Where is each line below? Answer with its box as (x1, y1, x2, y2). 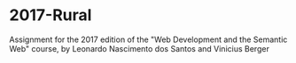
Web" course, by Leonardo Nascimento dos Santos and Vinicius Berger (9, 43, 270, 53)
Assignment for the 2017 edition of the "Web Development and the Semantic (9, 34, 288, 45)
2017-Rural (9, 5, 92, 25)
